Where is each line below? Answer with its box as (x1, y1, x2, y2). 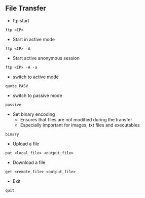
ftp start (12, 17, 29, 23)
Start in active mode (12, 36, 55, 42)
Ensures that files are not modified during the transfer (20, 116, 133, 122)
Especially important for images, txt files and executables (20, 122, 140, 128)
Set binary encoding (12, 111, 55, 117)
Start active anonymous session (12, 55, 80, 61)
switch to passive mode (12, 92, 62, 98)
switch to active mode (12, 74, 59, 80)
